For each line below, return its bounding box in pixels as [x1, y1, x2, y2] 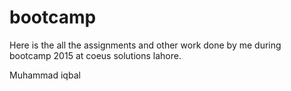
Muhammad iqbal [9, 69, 81, 81]
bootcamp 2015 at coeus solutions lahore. [9, 49, 182, 61]
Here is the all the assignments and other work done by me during [9, 39, 282, 51]
